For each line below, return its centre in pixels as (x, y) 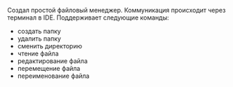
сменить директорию (50, 46)
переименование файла (53, 76)
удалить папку (39, 39)
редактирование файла (52, 61)
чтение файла (38, 53)
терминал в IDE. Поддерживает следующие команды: (88, 18)
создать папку (39, 31)
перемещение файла (49, 68)
